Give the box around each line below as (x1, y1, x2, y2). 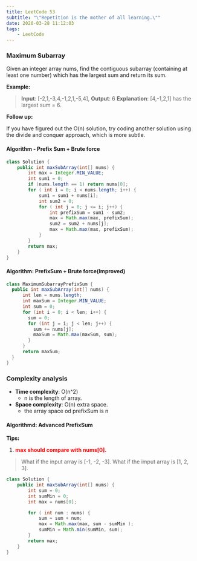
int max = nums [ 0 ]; (28, 499, 77, 505)
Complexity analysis (6, 374, 68, 382)
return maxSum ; (22, 349, 61, 355)
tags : (6, 25, 20, 32)
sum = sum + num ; (38, 516, 83, 522)
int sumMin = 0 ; (28, 493, 69, 499)
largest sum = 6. (21, 101, 62, 109)
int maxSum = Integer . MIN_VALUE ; (22, 298, 107, 304)
